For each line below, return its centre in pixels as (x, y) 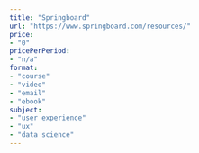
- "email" (28, 93)
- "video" (28, 85)
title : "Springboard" (50, 18)
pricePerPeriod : (40, 51)
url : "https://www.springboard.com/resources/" (100, 26)
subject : (26, 110)
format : (24, 68)
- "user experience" (48, 118)
